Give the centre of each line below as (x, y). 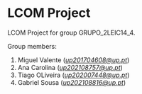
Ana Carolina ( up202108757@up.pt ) (70, 67)
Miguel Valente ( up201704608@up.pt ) (73, 60)
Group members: (32, 46)
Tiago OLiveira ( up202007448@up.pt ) (73, 75)
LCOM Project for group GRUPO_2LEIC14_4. (71, 33)
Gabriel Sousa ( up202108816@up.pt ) (72, 82)
